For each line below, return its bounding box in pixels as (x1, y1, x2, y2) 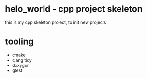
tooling (5, 36, 34, 47)
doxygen (12, 62, 30, 68)
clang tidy (12, 57, 32, 63)
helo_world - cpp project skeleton (5, 3, 143, 14)
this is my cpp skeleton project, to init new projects (5, 19, 106, 25)
